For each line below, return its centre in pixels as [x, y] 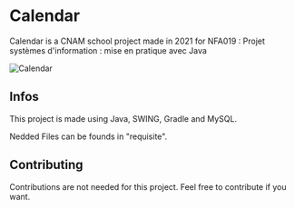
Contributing [46, 165]
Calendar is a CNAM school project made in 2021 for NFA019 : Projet [138, 41]
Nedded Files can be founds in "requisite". [88, 136]
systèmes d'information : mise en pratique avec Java [108, 50]
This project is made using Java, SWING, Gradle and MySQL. [123, 118]
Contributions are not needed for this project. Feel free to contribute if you [148, 186]
